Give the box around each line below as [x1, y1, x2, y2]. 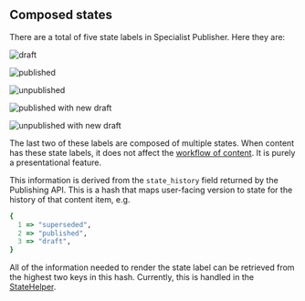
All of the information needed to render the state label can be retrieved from [9, 262, 295, 273]
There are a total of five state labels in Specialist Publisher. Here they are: [9, 31, 286, 42]
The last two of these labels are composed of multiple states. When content [9, 137, 295, 149]
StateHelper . [9, 282, 57, 293]
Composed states [9, 7, 112, 23]
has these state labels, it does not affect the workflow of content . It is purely [9, 147, 296, 158]
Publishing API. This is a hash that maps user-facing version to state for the [9, 184, 293, 195]
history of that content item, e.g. [9, 193, 131, 204]
